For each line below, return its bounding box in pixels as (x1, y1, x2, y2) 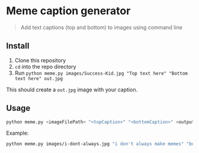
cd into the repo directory (14, 63, 76, 70)
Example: (6, 129, 29, 137)
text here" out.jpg (14, 75, 63, 81)
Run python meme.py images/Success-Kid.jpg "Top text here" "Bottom (14, 69, 188, 76)
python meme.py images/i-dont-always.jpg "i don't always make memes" (6, 141, 184, 147)
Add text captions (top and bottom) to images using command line (20, 24, 182, 31)
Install (6, 41, 30, 51)
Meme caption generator (6, 4, 131, 18)
